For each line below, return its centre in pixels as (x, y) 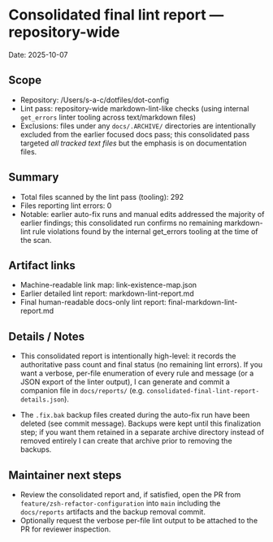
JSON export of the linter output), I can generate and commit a (125, 382)
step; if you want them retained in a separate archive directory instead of (142, 432)
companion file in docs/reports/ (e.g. (82, 391)
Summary (34, 178)
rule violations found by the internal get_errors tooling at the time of (145, 231)
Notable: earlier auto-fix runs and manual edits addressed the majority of (142, 214)
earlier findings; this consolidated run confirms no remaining (121, 223)
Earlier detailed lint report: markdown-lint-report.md (107, 293)
